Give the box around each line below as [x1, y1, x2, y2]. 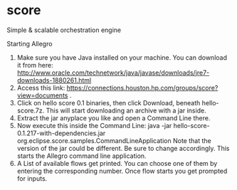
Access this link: [16, 83, 65, 92]
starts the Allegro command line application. [16, 152, 147, 160]
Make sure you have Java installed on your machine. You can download [16, 53, 227, 62]
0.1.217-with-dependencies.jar [16, 129, 106, 137]
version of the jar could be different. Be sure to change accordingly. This [16, 144, 230, 152]
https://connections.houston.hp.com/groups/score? [66, 83, 218, 92]
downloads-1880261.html [16, 75, 92, 84]
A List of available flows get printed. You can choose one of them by [16, 159, 218, 167]
